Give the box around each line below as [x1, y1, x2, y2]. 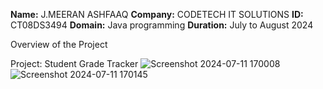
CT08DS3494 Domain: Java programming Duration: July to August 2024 [10, 19, 314, 31]
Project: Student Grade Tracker [10, 58, 139, 69]
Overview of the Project [10, 39, 108, 50]
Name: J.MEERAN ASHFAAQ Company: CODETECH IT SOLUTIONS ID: [10, 9, 304, 20]
